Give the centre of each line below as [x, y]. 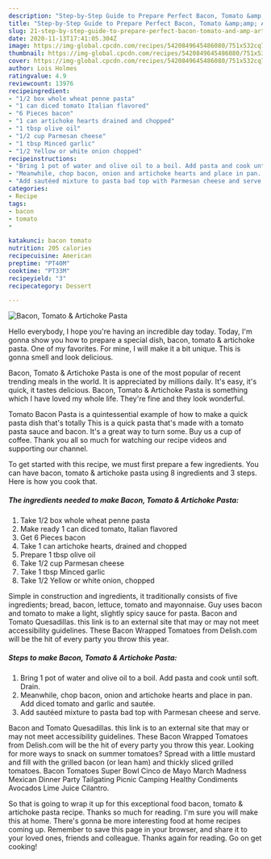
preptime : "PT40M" [39, 263]
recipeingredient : [39, 91]
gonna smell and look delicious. [61, 357]
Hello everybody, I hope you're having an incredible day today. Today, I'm [130, 331]
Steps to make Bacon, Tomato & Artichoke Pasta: [93, 657]
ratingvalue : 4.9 [38, 76]
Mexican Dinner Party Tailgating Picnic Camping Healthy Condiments [123, 780]
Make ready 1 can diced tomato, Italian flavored [98, 529]
